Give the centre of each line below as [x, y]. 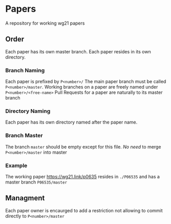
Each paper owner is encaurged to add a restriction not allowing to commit [84, 210]
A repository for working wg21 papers [45, 23]
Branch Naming [25, 70]
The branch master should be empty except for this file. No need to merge [83, 147]
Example [16, 166]
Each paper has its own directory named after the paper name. [71, 122]
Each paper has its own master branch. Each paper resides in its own [78, 51]
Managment [25, 198]
